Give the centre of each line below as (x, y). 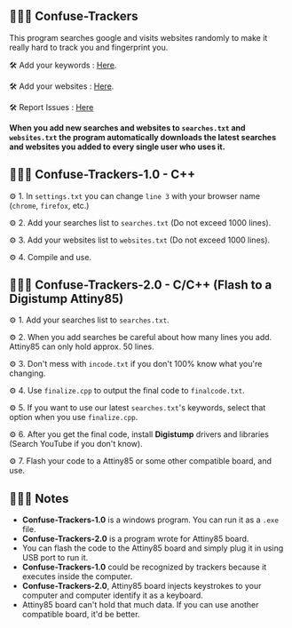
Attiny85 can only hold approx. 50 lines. (82, 346)
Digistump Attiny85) (67, 299)
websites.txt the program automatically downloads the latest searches (143, 137)
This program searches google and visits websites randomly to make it (138, 37)
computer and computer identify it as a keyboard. (113, 595)
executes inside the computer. (77, 576)
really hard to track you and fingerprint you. (89, 47)
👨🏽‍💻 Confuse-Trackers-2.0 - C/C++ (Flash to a (141, 285)
